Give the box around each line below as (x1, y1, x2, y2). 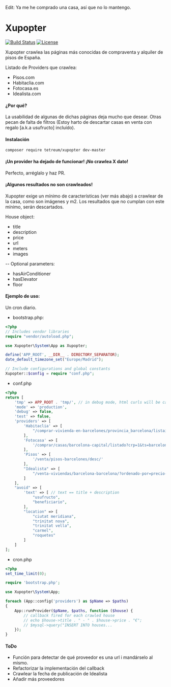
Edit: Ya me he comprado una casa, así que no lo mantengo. (5, 5, 131, 10)
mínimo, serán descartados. (5, 204, 64, 210)
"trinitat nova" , (32, 519, 70, 524)
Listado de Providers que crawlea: (5, 64, 77, 71)
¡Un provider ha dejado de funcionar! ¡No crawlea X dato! (5, 158, 129, 164)
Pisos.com (12, 74, 35, 80)
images (12, 251, 28, 257)
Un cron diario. (5, 304, 37, 311)
